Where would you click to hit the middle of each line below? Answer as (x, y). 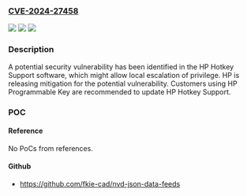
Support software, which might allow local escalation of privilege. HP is (124, 75)
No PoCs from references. (51, 148)
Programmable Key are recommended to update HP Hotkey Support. (120, 91)
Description (31, 50)
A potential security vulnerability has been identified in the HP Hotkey (121, 67)
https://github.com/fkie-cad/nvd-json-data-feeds (100, 183)
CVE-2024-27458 (43, 11)
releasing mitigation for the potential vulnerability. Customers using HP (123, 83)
